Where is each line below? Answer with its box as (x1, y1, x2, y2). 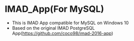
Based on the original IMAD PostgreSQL (12, 25, 95, 31)
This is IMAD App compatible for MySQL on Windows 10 (12, 20, 129, 26)
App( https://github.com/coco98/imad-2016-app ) (12, 30, 114, 36)
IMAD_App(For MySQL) (5, 3, 104, 15)
